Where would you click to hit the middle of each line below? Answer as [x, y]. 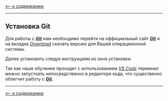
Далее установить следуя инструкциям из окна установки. [68, 59]
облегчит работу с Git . [29, 79]
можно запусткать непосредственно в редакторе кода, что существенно [84, 74]
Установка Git [28, 27]
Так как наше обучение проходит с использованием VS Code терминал [82, 68]
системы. [15, 49]
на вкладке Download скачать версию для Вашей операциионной [75, 44]
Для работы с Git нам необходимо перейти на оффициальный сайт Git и [82, 38]
